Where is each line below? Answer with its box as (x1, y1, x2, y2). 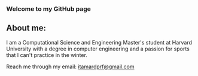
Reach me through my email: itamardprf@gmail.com (6, 63, 135, 70)
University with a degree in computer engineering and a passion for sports (6, 45, 190, 52)
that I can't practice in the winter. (6, 51, 88, 58)
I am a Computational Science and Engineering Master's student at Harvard (6, 39, 193, 46)
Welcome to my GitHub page (6, 5, 92, 13)
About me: (6, 23, 47, 33)
